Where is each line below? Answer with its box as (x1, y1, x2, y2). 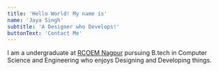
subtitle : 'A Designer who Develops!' (7, 23, 120, 30)
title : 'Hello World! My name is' (7, 10, 108, 17)
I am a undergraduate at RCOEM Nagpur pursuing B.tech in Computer (7, 49, 208, 57)
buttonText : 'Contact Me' (7, 29, 82, 37)
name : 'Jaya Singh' (7, 17, 64, 24)
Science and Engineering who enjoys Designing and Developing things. (7, 56, 212, 65)
